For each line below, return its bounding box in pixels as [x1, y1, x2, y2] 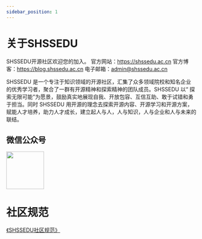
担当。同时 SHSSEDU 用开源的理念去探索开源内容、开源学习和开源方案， [11, 101, 193, 108]
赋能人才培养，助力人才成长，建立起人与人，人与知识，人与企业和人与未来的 [6, 108, 197, 115]
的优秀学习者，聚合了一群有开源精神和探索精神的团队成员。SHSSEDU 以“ [6, 85, 189, 93]
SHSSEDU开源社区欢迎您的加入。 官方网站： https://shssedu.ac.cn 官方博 [6, 58, 189, 65]
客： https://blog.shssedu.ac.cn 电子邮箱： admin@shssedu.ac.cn [6, 65, 168, 72]
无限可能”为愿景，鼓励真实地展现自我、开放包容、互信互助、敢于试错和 [11, 93, 189, 100]
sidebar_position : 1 [6, 8, 58, 15]
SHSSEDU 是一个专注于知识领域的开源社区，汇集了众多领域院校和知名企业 [6, 78, 192, 85]
